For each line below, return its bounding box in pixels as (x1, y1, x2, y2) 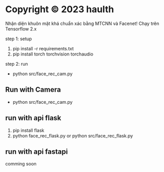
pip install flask (12, 127, 45, 133)
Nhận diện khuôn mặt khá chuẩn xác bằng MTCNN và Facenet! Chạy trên (5, 20, 159, 26)
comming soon (5, 161, 37, 167)
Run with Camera (5, 85, 61, 94)
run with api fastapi (5, 147, 68, 156)
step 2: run (5, 61, 28, 67)
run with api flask (5, 113, 62, 123)
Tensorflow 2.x (5, 25, 37, 32)
